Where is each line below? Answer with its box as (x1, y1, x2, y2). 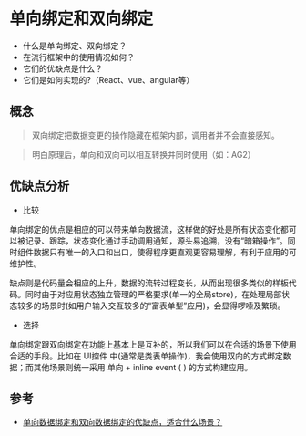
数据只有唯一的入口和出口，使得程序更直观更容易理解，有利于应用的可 (33, 246, 297, 257)
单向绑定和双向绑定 (9, 8, 154, 29)
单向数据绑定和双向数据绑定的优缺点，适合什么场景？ (22, 417, 223, 428)
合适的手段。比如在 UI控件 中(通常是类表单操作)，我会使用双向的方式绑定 (9, 350, 284, 361)
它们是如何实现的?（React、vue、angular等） (22, 74, 195, 85)
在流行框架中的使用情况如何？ (22, 51, 135, 62)
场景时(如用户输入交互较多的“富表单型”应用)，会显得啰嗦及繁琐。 (40, 300, 286, 311)
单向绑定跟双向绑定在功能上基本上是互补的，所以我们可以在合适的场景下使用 (9, 338, 297, 349)
